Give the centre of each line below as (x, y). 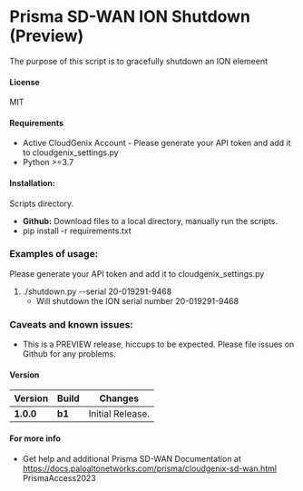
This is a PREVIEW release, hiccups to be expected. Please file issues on (158, 344)
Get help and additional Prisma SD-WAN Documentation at (132, 458)
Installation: (33, 182)
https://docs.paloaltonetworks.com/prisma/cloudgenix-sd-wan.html (149, 468)
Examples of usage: (54, 254)
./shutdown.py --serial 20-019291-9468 (97, 291)
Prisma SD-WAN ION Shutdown (130, 17)
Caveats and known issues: (71, 324)
